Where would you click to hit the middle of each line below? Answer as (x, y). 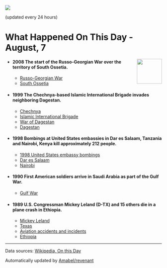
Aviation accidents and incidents (53, 231)
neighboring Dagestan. (37, 100)
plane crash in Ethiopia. (37, 210)
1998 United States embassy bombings (60, 155)
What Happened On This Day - (69, 37)
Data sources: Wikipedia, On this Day (43, 251)
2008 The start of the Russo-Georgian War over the (67, 62)
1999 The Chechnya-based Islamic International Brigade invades (81, 94)
